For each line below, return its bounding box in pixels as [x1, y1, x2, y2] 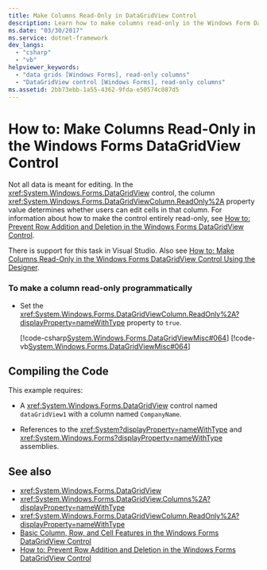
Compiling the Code [8, 365, 109, 378]
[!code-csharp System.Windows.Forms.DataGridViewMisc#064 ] [19, 333, 230, 343]
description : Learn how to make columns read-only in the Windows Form [8, 19, 250, 27]
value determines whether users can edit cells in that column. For [8, 205, 222, 215]
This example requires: [8, 386, 83, 395]
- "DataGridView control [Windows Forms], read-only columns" [15, 78, 226, 86]
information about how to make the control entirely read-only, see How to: [8, 214, 250, 223]
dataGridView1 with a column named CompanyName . [19, 409, 182, 419]
